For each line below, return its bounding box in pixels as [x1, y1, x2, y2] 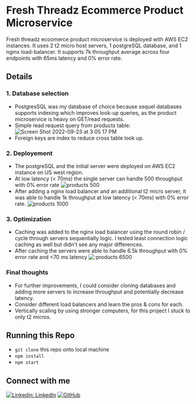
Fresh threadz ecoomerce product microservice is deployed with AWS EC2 [6, 35, 188, 43]
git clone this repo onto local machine [14, 346, 109, 353]
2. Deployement [6, 149, 53, 157]
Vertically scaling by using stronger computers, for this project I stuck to [14, 307, 191, 314]
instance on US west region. [14, 169, 84, 176]
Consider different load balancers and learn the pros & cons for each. [14, 300, 184, 308]
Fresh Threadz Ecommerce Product [6, 4, 184, 17]
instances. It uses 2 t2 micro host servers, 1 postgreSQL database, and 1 [6, 42, 182, 49]
